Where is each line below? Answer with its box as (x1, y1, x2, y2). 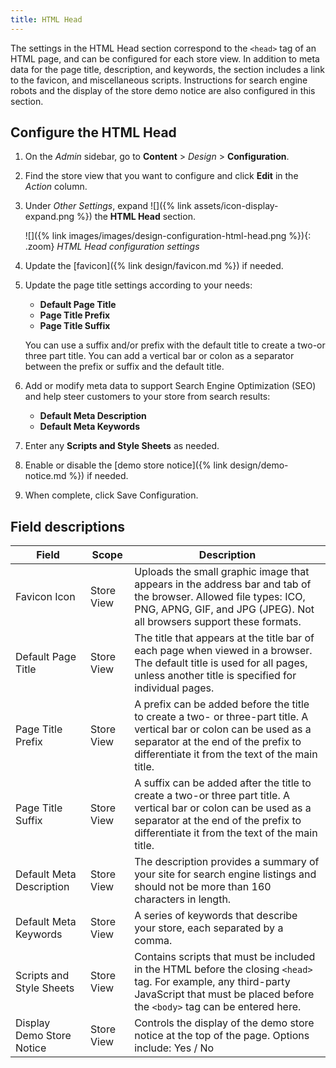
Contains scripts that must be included (134, 950, 316, 964)
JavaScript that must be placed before (134, 987, 315, 1001)
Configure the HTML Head (10, 124, 177, 141)
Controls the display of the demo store (134, 1016, 315, 1030)
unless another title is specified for (134, 669, 297, 683)
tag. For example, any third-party (134, 975, 291, 989)
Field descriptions (10, 518, 125, 535)
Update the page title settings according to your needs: (24, 279, 253, 291)
